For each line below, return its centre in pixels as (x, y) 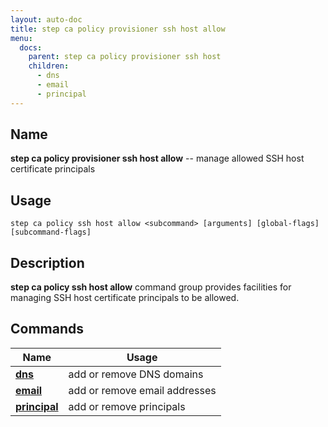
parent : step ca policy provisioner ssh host (125, 57)
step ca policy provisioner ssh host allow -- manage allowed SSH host (157, 158)
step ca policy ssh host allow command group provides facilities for (151, 287)
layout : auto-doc (46, 19)
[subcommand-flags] (51, 232)
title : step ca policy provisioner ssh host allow (118, 29)
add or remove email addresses (142, 390)
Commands (47, 329)
